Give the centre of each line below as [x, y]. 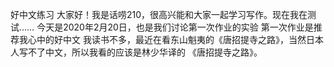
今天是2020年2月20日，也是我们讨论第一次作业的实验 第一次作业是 [175, 27]
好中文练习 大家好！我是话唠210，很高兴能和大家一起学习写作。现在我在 [159, 14]
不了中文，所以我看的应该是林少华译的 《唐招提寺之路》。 [145, 52]
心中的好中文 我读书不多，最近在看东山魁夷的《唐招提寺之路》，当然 [167, 39]
